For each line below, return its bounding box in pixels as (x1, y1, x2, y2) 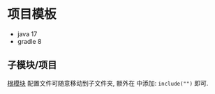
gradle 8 (17, 37, 42, 45)
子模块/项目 (7, 59, 57, 71)
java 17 (17, 29, 38, 38)
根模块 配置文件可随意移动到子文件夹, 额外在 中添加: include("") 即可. (7, 79, 209, 87)
